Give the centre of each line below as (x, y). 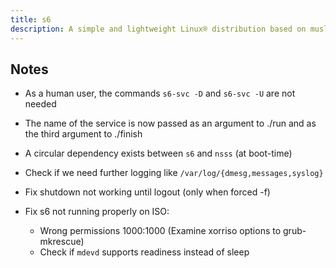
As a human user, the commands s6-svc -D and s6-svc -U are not (160, 93)
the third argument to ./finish (83, 134)
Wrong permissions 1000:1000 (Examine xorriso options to (160, 231)
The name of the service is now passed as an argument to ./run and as (170, 123)
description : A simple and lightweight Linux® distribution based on (158, 29)
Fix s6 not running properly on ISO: (97, 212)
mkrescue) (62, 242)
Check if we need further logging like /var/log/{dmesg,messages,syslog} (174, 173)
